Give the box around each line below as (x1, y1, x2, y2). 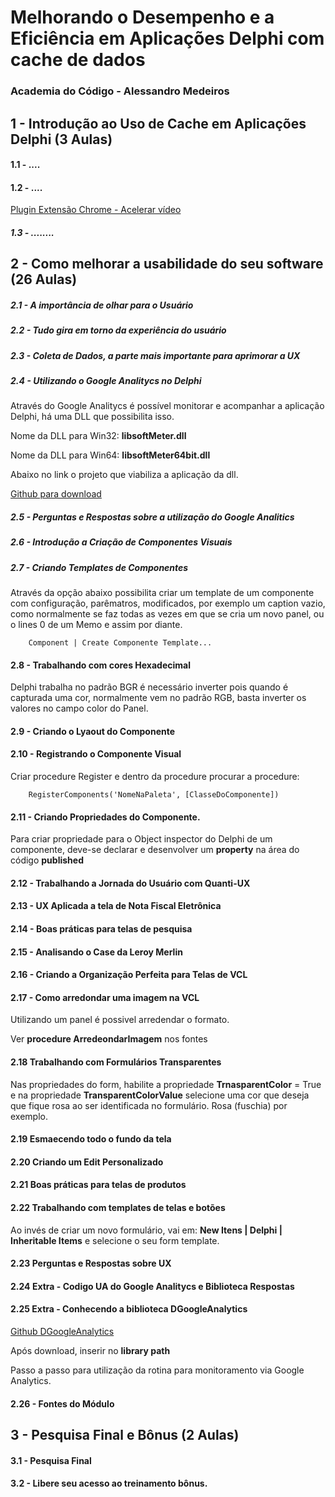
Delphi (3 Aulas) (10, 131, 113, 148)
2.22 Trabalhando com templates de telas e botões (10, 1202, 226, 1214)
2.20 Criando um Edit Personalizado (10, 1156, 164, 1168)
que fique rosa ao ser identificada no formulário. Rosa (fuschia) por (10, 1099, 288, 1111)
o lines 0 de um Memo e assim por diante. (10, 619, 183, 631)
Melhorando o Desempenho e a (10, 6, 275, 29)
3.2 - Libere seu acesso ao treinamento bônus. (10, 1477, 208, 1490)
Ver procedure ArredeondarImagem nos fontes (10, 1033, 208, 1045)
